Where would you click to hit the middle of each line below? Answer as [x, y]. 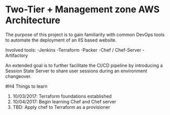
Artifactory [17, 55]
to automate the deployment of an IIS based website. [61, 40]
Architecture [33, 20]
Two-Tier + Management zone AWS [82, 9]
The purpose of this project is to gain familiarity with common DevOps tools [85, 34]
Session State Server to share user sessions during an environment [76, 71]
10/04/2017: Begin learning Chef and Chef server [65, 102]
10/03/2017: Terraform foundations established [62, 96]
